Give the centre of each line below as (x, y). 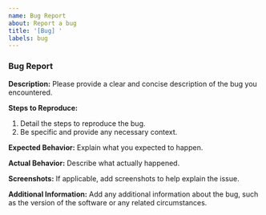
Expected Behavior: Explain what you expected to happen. (106, 147)
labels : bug (28, 38)
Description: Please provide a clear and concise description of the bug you (133, 83)
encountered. (30, 92)
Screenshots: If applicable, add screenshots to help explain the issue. (124, 178)
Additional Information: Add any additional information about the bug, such (133, 194)
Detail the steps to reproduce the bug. (83, 123)
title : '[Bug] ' (35, 30)
